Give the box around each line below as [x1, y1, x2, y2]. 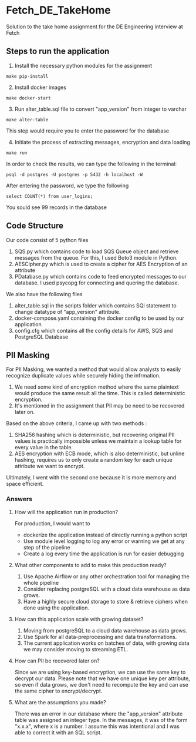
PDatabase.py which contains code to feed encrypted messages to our [14, 273, 187, 280]
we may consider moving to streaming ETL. [23, 645, 129, 652]
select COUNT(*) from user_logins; [6, 193, 93, 199]
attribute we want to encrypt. [14, 463, 85, 470]
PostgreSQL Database [14, 333, 69, 340]
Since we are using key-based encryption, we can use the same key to [14, 668, 186, 675]
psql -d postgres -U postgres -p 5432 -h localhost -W [6, 171, 143, 177]
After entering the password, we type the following [6, 182, 129, 189]
